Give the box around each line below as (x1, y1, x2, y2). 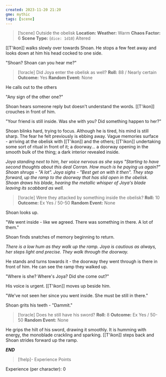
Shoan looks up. (5, 209, 39, 216)
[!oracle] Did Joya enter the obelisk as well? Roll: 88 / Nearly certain (17, 69, 157, 75)
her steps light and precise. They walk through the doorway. (5, 249, 129, 255)
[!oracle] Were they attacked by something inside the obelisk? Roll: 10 (17, 194, 160, 201)
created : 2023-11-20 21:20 (5, 7, 61, 12)
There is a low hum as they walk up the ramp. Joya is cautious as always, (5, 244, 157, 250)
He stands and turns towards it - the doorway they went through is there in (5, 258, 158, 264)
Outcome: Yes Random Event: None (17, 75, 93, 81)
